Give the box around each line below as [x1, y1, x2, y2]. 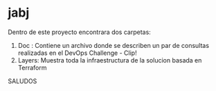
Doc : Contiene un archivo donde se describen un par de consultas [17, 41, 210, 49]
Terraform [17, 63, 47, 72]
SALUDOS [8, 76, 37, 85]
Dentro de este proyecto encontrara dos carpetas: [8, 28, 151, 36]
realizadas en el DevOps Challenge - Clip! [17, 49, 137, 57]
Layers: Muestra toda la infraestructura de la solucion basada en [17, 56, 202, 64]
